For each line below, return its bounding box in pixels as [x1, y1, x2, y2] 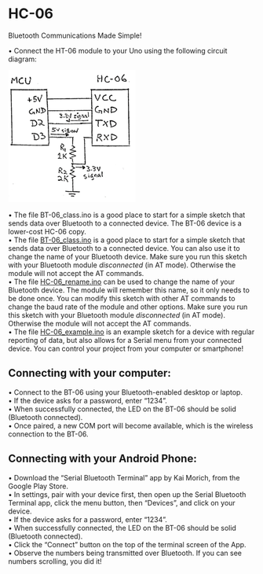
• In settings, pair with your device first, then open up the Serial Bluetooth [8, 489, 247, 499]
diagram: [8, 54, 37, 64]
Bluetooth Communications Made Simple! [8, 31, 143, 40]
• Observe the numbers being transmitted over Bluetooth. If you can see [8, 548, 242, 557]
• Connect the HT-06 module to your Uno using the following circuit [8, 46, 228, 55]
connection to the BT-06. [8, 429, 89, 439]
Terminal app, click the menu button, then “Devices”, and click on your [8, 498, 236, 507]
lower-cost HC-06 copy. [8, 226, 86, 236]
